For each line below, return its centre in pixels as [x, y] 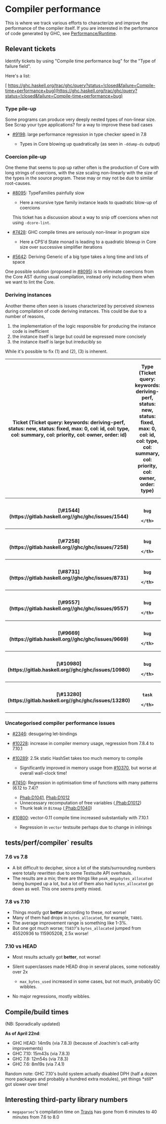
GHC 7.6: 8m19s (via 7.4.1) [38, 1064]
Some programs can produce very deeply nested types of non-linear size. [81, 119]
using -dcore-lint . [31, 223]
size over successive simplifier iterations [61, 247]
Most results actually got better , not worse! [56, 957]
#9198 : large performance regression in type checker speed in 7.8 [79, 134]
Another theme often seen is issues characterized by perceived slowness [80, 306]
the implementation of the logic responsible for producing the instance [84, 326]
